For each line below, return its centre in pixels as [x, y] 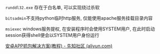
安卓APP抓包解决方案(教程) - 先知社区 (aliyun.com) [59, 46]
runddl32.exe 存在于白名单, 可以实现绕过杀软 [53, 7]
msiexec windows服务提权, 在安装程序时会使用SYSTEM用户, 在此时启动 [80, 29]
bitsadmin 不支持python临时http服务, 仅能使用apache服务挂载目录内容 [79, 18]
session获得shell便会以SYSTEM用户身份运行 [52, 35]
